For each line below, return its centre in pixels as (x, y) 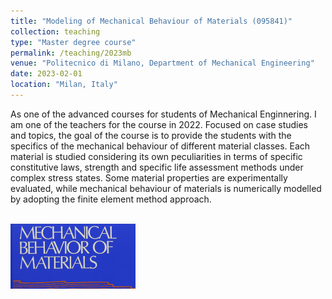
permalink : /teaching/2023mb (71, 53)
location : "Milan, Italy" (64, 85)
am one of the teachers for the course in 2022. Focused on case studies (159, 124)
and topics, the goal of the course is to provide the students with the (151, 135)
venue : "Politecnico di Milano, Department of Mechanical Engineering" (162, 63)
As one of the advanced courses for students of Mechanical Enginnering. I (163, 114)
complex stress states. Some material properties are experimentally (149, 177)
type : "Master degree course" (73, 42)
